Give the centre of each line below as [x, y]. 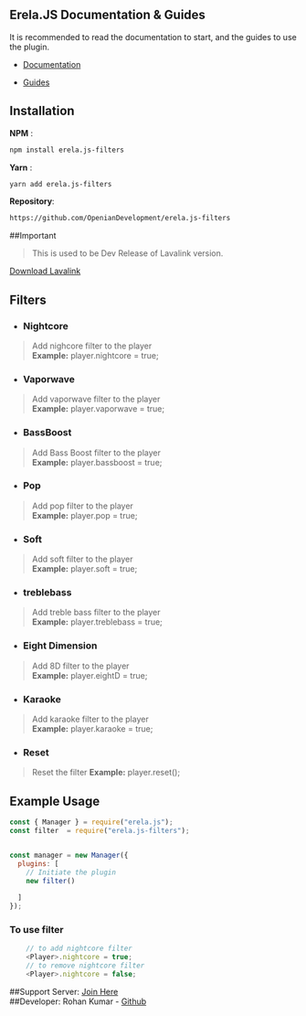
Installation [42, 111]
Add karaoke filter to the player [90, 719]
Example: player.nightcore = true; [95, 355]
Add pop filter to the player [83, 506]
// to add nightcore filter [79, 949]
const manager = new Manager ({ [69, 855]
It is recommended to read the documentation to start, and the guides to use [153, 37]
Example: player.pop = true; [84, 515]
